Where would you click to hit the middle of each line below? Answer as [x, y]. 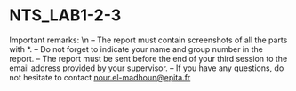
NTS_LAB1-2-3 [65, 15]
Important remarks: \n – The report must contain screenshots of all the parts [148, 40]
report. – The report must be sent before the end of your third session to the [148, 58]
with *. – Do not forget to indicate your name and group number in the [136, 49]
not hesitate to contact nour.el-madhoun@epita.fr [100, 77]
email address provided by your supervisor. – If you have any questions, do [147, 68]
